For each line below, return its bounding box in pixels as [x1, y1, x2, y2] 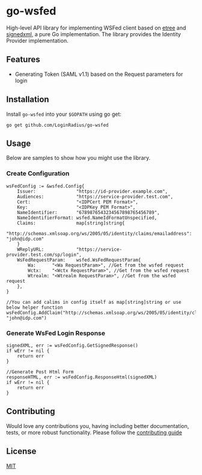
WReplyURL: [17, 246, 44, 253]
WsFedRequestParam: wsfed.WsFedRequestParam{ [17, 257, 141, 263]
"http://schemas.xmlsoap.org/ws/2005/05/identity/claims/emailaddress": [6, 230, 192, 236]
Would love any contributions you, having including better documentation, [6, 422, 189, 429]
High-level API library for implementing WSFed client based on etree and [6, 24, 186, 31]
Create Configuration [6, 169, 70, 178]
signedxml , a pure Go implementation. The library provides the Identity [6, 30, 182, 37]
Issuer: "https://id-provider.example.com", [17, 188, 168, 194]
